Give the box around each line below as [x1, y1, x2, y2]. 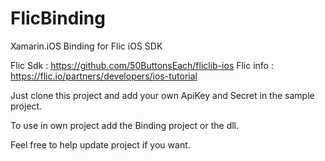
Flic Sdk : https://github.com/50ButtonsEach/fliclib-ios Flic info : [10, 59, 274, 71]
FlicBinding [10, 7, 106, 30]
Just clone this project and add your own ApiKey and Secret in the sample [10, 89, 315, 101]
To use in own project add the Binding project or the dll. [10, 119, 240, 131]
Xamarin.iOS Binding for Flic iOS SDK [10, 40, 163, 52]
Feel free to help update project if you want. [10, 138, 191, 151]
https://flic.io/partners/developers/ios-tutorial [10, 70, 198, 82]
